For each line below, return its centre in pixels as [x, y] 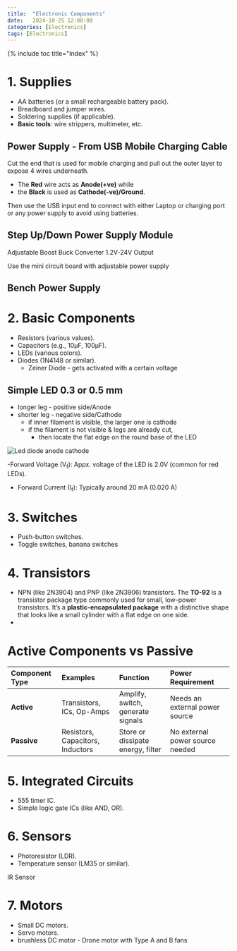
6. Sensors [39, 836]
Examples [78, 678]
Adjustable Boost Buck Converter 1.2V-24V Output [80, 252]
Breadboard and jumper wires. [62, 109]
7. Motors [35, 905]
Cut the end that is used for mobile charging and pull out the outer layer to [115, 163]
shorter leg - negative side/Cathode [69, 414]
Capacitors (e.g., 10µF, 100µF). [62, 346]
